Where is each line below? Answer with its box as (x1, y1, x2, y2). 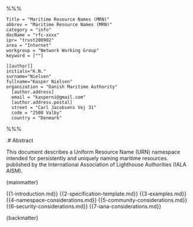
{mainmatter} (6, 179, 38, 186)
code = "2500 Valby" (11, 110, 62, 116)
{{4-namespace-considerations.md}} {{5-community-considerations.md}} (6, 197, 188, 203)
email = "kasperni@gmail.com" (11, 94, 86, 100)
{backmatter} (6, 215, 38, 221)
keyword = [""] (6, 53, 44, 59)
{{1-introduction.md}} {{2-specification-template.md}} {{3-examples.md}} (6, 190, 187, 197)
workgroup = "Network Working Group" (6, 47, 99, 53)
